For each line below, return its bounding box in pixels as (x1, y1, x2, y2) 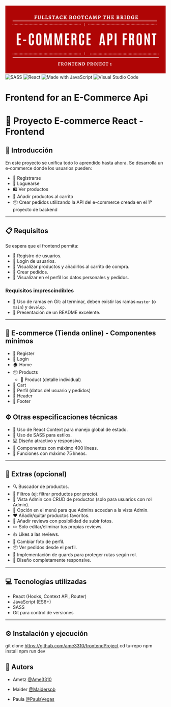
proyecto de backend (12, 206, 58, 212)
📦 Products (12, 369, 38, 375)
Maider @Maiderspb (12, 686, 56, 692)
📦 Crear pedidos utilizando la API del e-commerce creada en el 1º (12, 199, 152, 205)
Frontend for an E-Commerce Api (5, 92, 149, 103)
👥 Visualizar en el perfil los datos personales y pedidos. (12, 274, 129, 280)
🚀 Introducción (5, 146, 53, 155)
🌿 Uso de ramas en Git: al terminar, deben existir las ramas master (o (12, 298, 156, 305)
